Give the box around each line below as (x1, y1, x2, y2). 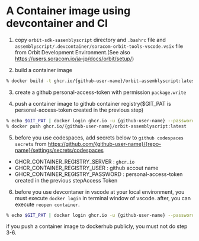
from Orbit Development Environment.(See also (14, 48, 130, 56)
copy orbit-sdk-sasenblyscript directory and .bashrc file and (14, 36, 166, 43)
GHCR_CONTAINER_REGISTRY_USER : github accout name (14, 164, 159, 171)
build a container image (14, 66, 73, 73)
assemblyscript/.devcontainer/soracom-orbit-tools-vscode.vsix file (14, 43, 184, 50)
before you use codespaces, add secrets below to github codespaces (14, 134, 184, 141)
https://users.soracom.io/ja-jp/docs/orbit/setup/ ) (14, 55, 134, 62)
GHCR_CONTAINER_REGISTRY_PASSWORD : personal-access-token (14, 170, 183, 178)
